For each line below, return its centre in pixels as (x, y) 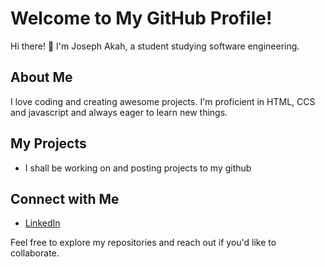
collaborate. (35, 253)
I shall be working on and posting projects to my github (138, 168)
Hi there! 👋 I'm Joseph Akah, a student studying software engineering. (155, 46)
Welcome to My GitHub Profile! (141, 18)
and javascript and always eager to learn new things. (119, 112)
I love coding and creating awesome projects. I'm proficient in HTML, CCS (163, 101)
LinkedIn (42, 223)
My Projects (48, 143)
